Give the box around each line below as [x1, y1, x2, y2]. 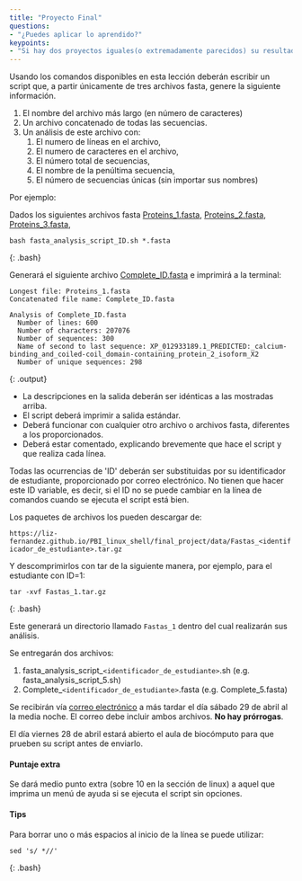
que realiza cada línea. [22, 449, 106, 459]
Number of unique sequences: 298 [17, 358, 143, 367]
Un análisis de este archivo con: [22, 127, 141, 138]
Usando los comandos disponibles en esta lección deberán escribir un [9, 71, 271, 82]
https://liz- [9, 529, 58, 538]
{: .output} [9, 374, 48, 385]
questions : [9, 22, 50, 31]
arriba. [22, 401, 48, 412]
